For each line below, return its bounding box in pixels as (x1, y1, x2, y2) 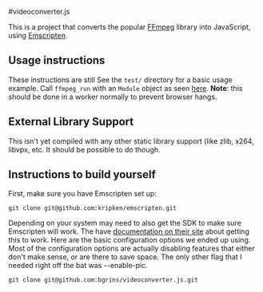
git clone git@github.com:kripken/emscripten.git (8, 204, 177, 212)
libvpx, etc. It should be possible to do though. (8, 144, 161, 154)
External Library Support (8, 115, 134, 128)
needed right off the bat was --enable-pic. (8, 261, 148, 270)
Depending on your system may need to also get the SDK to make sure (8, 219, 242, 228)
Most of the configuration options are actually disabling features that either (8, 243, 256, 254)
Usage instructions (8, 53, 106, 67)
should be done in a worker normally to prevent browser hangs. (8, 92, 217, 101)
